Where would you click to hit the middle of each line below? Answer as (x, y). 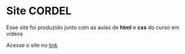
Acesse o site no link (32, 45)
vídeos (14, 33)
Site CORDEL (39, 11)
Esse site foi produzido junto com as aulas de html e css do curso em (93, 27)
